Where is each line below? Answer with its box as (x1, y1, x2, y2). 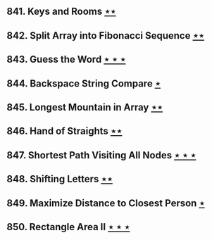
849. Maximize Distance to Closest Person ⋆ (6, 197, 205, 209)
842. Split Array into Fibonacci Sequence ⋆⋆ (6, 30, 205, 42)
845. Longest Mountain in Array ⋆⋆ (6, 101, 163, 113)
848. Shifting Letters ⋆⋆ (6, 173, 113, 185)
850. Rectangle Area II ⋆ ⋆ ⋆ (6, 221, 130, 233)
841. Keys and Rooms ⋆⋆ (6, 6, 117, 18)
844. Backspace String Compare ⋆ (6, 77, 161, 89)
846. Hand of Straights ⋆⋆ (6, 125, 123, 137)
